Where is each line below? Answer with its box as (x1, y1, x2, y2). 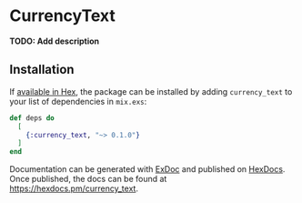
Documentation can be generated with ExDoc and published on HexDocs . (9, 164, 286, 175)
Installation (9, 62, 75, 77)
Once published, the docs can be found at (9, 174, 167, 185)
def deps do (9, 113, 55, 123)
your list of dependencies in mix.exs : (9, 96, 147, 107)
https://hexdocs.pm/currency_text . (9, 183, 139, 194)
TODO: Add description (9, 36, 100, 46)
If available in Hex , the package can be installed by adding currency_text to (9, 86, 293, 96)
